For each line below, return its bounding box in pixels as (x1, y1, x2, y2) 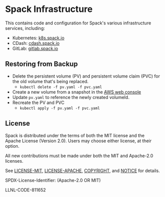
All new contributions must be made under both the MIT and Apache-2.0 (5, 153, 154, 159)
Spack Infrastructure (5, 3, 93, 15)
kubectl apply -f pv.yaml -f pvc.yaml (19, 105, 100, 110)
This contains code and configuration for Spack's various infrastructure (5, 20, 151, 26)
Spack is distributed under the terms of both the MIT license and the (5, 132, 145, 138)
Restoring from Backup (5, 60, 78, 68)
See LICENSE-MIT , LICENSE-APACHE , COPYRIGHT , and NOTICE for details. (5, 168, 160, 174)
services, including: (5, 25, 46, 31)
